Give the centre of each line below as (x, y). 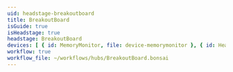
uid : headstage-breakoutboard (51, 13)
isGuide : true (28, 26)
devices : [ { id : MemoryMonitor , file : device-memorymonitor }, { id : (111, 45)
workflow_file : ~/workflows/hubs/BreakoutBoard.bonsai (88, 58)
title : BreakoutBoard (38, 20)
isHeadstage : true (34, 33)
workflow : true (29, 52)
